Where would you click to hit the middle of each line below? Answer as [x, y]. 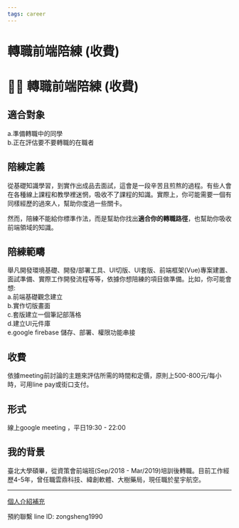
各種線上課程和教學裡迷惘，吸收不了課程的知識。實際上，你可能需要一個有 [122, 194]
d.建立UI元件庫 [29, 324]
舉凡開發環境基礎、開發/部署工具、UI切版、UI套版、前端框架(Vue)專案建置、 [119, 270]
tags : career [27, 14]
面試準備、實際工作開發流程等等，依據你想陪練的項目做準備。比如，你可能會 [119, 279]
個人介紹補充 [26, 501]
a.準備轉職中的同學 [35, 133]
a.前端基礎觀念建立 [35, 297]
